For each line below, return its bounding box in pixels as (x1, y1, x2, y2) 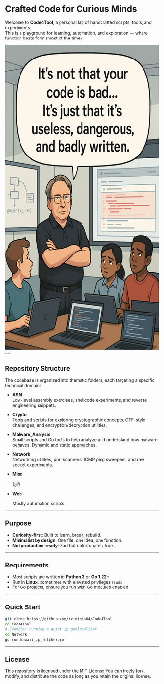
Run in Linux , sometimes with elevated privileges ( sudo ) (12, 579, 124, 585)
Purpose (5, 519, 32, 528)
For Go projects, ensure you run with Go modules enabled (12, 584, 129, 590)
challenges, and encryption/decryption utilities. (12, 422, 107, 428)
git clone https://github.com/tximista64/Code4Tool (5, 617, 112, 622)
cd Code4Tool (5, 622, 32, 627)
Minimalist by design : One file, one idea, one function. (12, 537, 123, 543)
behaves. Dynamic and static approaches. (12, 442, 97, 448)
